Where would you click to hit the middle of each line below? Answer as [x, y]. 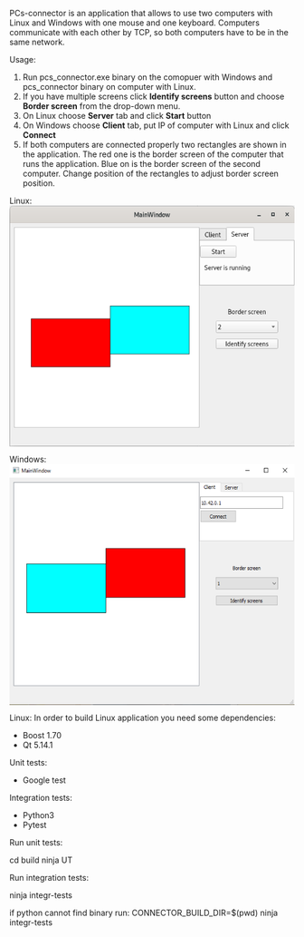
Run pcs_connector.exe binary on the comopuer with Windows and [147, 77]
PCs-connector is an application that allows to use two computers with [141, 13]
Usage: [23, 59]
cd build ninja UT [41, 860]
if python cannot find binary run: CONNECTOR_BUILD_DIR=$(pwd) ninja [144, 913]
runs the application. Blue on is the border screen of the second [141, 164]
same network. [37, 42]
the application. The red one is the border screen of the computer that [153, 154]
